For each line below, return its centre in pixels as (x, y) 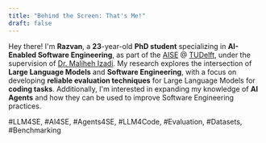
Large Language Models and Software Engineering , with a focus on (123, 71)
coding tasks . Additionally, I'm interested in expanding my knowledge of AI (133, 88)
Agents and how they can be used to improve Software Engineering (121, 97)
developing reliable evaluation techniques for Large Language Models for (132, 80)
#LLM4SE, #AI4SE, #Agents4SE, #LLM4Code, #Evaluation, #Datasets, (125, 121)
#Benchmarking (35, 130)
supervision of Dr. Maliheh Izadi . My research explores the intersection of (130, 63)
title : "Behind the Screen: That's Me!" (77, 16)
